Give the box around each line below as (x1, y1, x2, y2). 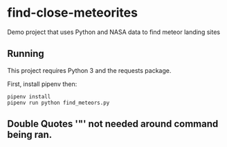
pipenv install (7, 93, 51, 100)
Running (7, 48, 45, 60)
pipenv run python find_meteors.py (7, 99, 110, 106)
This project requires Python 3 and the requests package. (7, 66, 172, 74)
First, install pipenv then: (7, 80, 78, 88)
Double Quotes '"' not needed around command (7, 118, 219, 130)
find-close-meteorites (7, 5, 138, 21)
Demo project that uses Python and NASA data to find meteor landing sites (7, 28, 220, 36)
